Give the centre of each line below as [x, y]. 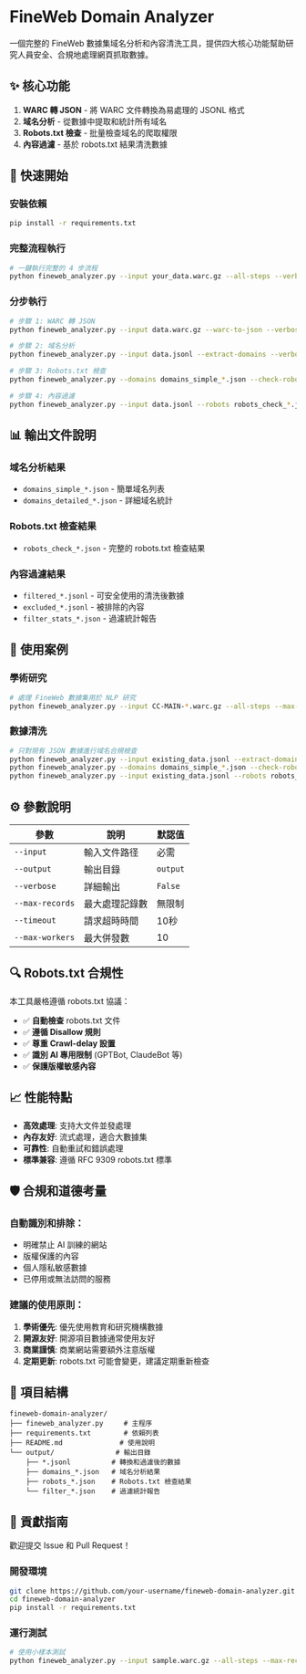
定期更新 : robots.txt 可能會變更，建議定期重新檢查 [116, 1361]
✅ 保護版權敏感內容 [59, 1066]
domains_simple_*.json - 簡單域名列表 [94, 489]
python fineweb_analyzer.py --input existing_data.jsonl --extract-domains [156, 759]
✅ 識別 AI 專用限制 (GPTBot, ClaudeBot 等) [102, 1054]
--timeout [35, 920]
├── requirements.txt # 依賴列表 [84, 1433]
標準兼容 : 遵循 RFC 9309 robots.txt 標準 [97, 1159]
